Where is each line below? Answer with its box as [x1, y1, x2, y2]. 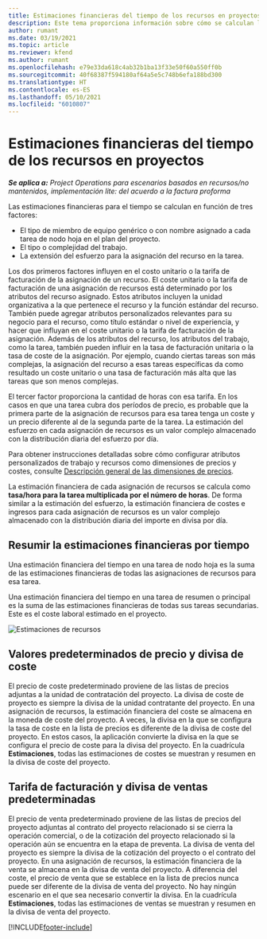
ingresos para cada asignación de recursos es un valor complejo [8, 507, 220, 517]
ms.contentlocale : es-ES [8, 85, 91, 94]
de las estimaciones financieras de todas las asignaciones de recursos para [8, 568, 257, 578]
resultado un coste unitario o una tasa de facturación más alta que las [8, 368, 237, 378]
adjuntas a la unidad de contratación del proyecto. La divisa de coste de [8, 689, 244, 699]
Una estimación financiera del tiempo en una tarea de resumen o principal [8, 592, 250, 602]
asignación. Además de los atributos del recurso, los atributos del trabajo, [8, 334, 250, 344]
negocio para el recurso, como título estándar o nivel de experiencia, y [8, 318, 240, 327]
